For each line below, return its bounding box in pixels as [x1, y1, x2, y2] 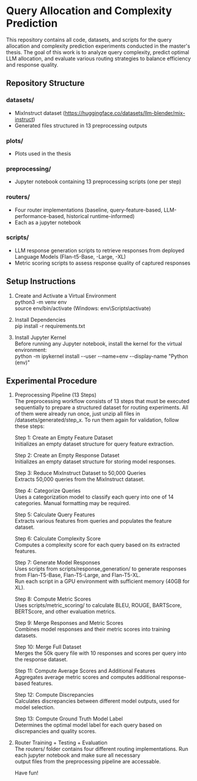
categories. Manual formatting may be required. [14, 500, 131, 507]
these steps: [14, 423, 45, 430]
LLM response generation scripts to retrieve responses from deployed [14, 246, 185, 254]
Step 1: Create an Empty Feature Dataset [14, 434, 113, 441]
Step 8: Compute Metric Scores [14, 595, 91, 602]
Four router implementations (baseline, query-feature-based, [14, 206, 163, 213]
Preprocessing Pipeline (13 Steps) [14, 391, 97, 398]
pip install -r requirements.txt [14, 322, 85, 329]
